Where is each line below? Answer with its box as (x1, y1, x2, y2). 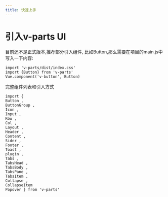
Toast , (5, 147, 22, 152)
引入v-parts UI (5, 31, 66, 42)
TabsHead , (5, 160, 28, 166)
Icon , (5, 107, 19, 112)
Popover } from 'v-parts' (5, 187, 60, 192)
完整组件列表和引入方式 (5, 83, 54, 89)
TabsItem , (5, 174, 28, 179)
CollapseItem (5, 182, 33, 188)
